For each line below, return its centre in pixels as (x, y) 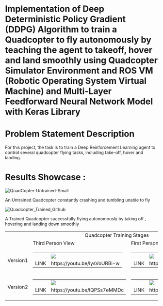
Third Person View (54, 243)
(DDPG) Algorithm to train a (61, 30)
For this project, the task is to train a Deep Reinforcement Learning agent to (80, 147)
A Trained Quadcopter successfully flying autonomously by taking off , (76, 219)
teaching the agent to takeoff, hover (79, 50)
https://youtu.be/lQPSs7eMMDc (87, 290)
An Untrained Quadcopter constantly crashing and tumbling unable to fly (78, 200)
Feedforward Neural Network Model (79, 101)
